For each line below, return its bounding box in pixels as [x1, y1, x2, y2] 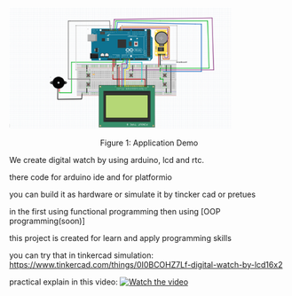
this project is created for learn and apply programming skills [9, 232, 233, 243]
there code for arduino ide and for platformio [9, 171, 173, 183]
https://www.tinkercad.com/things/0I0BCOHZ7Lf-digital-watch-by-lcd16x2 [9, 259, 283, 269]
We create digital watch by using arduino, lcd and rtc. [9, 154, 204, 165]
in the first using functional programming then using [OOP [9, 206, 221, 216]
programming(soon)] [9, 215, 86, 226]
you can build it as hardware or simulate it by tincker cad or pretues [9, 189, 256, 199]
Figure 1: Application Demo [99, 137, 199, 148]
